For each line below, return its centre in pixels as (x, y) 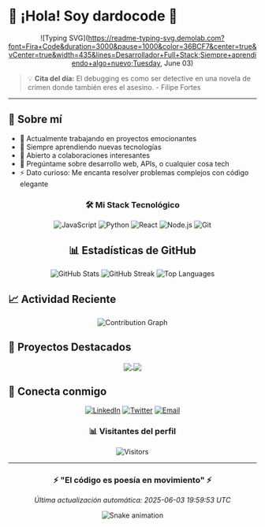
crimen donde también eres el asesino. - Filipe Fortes (114, 87)
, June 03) (177, 63)
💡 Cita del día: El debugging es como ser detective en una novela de (139, 78)
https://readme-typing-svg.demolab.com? (156, 38)
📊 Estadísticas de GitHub (132, 250)
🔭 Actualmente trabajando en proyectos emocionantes (108, 138)
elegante (34, 184)
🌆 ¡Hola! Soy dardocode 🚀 (93, 16)
